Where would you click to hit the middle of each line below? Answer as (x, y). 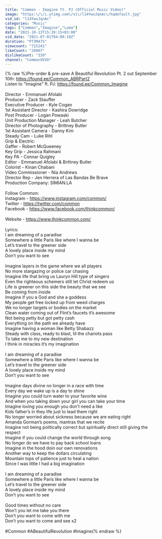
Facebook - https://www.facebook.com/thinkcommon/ (60, 209)
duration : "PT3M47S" (26, 42)
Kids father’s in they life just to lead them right (51, 412)
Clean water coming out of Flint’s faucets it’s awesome (60, 313)
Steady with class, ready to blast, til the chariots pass (59, 334)
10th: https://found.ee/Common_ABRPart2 (47, 79)
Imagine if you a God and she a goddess (46, 297)
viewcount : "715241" (26, 46)
